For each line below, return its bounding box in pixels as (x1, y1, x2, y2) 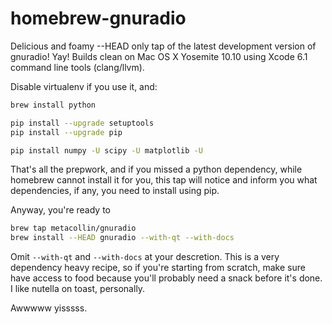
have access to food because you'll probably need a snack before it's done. (10, 272, 323, 284)
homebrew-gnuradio (10, 7, 187, 30)
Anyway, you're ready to (10, 204, 112, 216)
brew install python (10, 100, 97, 110)
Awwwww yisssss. (10, 302, 88, 314)
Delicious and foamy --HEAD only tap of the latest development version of (10, 40, 317, 52)
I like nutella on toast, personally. (10, 283, 146, 295)
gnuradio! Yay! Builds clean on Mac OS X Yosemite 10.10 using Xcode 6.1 (10, 50, 308, 62)
